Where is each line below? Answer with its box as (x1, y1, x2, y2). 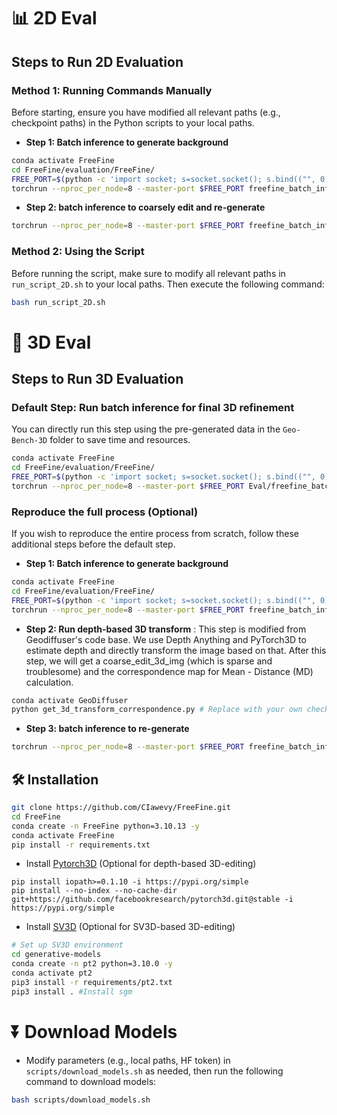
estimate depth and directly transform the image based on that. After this (25, 644, 327, 656)
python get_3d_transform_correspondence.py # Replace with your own (11, 705, 303, 715)
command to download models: (25, 1075, 157, 1087)
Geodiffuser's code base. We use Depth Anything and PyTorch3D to (25, 633, 307, 645)
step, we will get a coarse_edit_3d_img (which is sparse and (25, 655, 273, 667)
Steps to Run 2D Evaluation (11, 53, 184, 70)
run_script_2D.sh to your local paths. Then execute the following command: (11, 278, 325, 290)
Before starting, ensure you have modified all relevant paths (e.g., (11, 106, 281, 118)
